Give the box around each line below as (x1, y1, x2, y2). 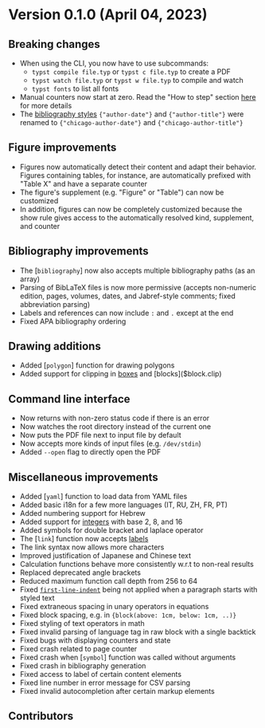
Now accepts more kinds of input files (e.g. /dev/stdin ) (19, 439, 201, 448)
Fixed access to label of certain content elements (19, 670, 181, 679)
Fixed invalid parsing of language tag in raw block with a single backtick (19, 628, 256, 637)
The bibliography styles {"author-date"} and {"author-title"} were (19, 109, 244, 119)
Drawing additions (8, 340, 101, 353)
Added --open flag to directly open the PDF (19, 447, 162, 457)
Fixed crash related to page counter (19, 644, 138, 654)
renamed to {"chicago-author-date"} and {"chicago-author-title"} (19, 118, 244, 127)
